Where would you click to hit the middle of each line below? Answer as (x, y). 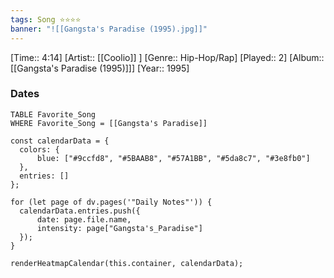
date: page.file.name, (84, 219)
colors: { (39, 149)
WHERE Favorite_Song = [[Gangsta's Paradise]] (109, 123)
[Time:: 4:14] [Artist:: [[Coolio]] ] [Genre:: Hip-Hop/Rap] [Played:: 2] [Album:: (167, 57)
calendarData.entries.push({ (80, 211)
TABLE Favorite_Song (53, 114)
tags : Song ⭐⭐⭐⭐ (46, 19)
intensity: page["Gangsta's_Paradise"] (119, 228)
